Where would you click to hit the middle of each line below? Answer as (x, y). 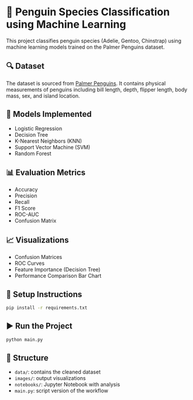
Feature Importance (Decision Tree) (57, 270)
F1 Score (25, 209)
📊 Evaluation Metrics (46, 172)
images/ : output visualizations (50, 378)
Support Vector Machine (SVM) (52, 147)
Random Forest (33, 153)
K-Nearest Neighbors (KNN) (48, 141)
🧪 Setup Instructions (44, 294)
